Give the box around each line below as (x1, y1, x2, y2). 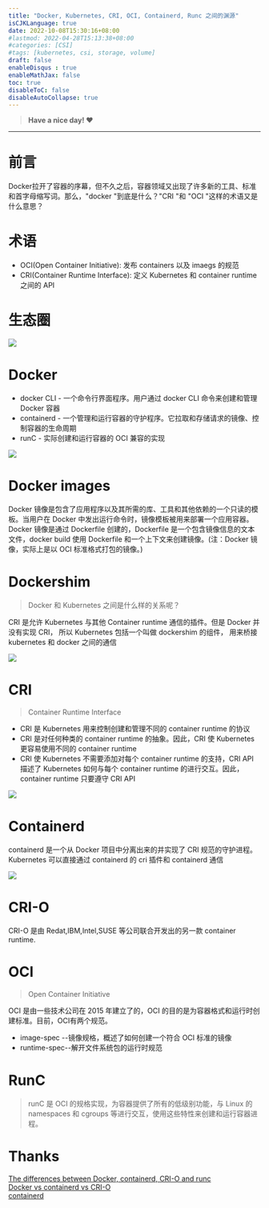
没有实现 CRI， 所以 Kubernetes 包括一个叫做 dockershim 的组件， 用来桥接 (8, 627, 258, 637)
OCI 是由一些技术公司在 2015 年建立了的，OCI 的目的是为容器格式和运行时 (8, 1006, 254, 1015)
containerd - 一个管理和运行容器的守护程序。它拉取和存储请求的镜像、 (19, 414, 252, 422)
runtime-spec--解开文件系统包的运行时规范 (19, 1042, 163, 1052)
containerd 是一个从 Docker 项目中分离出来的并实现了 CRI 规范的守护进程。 (8, 845, 258, 854)
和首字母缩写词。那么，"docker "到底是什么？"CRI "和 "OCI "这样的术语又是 (8, 191, 259, 201)
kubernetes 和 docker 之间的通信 (8, 637, 118, 646)
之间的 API (19, 281, 55, 290)
